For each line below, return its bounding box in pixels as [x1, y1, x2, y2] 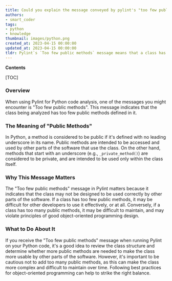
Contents [5, 64, 26, 71]
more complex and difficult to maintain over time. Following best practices [5, 264, 161, 270]
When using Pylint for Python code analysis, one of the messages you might [5, 98, 166, 105]
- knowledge [5, 31, 31, 36]
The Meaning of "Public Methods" [5, 122, 92, 129]
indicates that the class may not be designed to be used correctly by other [5, 191, 162, 197]
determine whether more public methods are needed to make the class [5, 248, 155, 254]
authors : [5, 12, 24, 17]
